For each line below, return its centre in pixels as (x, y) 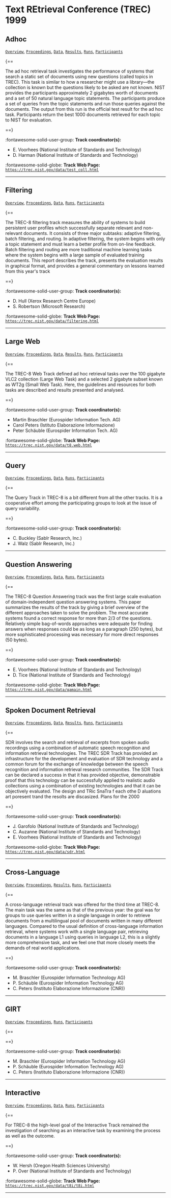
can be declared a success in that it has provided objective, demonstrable (83, 775)
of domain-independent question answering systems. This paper (73, 602)
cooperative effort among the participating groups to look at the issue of (81, 503)
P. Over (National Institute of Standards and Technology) (72, 1171)
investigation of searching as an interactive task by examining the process (83, 1130)
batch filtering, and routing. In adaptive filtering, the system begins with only (85, 238)
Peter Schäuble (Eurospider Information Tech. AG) (65, 430)
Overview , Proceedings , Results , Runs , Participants (58, 884)
